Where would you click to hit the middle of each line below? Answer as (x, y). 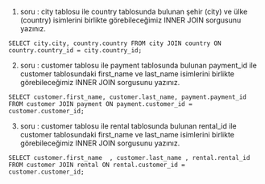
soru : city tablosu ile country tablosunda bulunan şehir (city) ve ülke (134, 12)
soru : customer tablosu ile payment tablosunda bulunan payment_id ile (139, 65)
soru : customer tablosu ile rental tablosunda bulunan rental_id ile (128, 126)
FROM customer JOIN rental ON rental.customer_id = (97, 165)
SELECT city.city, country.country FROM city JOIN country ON (115, 43)
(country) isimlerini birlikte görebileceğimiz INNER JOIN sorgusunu (130, 20)
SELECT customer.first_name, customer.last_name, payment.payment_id (128, 97)
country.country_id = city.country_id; (75, 51)
